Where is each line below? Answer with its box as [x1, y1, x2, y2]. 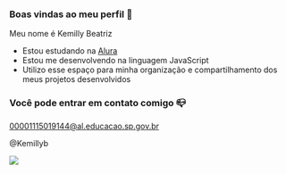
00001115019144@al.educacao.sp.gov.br [9, 120, 159, 131]
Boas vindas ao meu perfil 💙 [9, 8, 133, 21]
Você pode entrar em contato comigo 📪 [9, 97, 186, 110]
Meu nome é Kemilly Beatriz [9, 29, 113, 39]
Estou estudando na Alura [21, 46, 118, 56]
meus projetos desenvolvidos [21, 74, 131, 85]
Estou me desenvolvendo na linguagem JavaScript [21, 55, 209, 66]
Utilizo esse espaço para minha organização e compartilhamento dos [21, 64, 278, 75]
